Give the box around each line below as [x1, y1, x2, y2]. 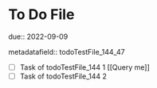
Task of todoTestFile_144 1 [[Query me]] [19, 62, 150, 72]
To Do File [8, 6, 75, 24]
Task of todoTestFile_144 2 [19, 71, 108, 81]
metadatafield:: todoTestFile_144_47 [8, 47, 125, 56]
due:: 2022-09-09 [8, 32, 69, 41]
